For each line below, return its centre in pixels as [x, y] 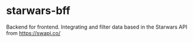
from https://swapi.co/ [33, 33]
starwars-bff [38, 11]
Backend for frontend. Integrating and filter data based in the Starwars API [97, 27]
